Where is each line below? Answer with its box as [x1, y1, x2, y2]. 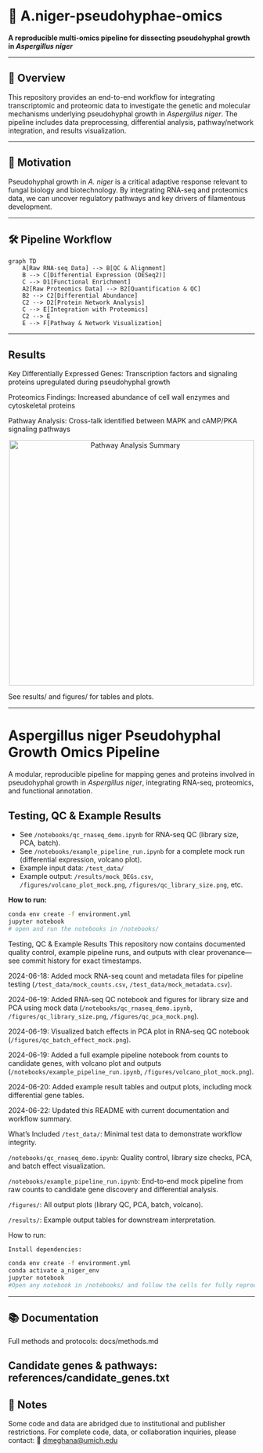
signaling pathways [8, 424, 70, 434]
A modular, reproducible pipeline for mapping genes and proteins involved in [8, 770, 255, 779]
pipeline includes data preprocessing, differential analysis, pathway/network [8, 117, 254, 126]
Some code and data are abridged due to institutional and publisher [8, 1418, 225, 1428]
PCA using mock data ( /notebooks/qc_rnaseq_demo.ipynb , [8, 1003, 193, 1012]
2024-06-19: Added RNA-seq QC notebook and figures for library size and [8, 994, 249, 1004]
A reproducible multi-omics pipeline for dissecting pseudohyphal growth [8, 33, 250, 42]
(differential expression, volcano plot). [19, 855, 142, 864]
